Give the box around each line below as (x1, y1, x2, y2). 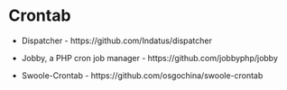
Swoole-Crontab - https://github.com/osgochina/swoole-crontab (21, 69, 264, 81)
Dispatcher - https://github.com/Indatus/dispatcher (21, 35, 213, 46)
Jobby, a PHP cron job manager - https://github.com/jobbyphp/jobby (21, 52, 279, 63)
